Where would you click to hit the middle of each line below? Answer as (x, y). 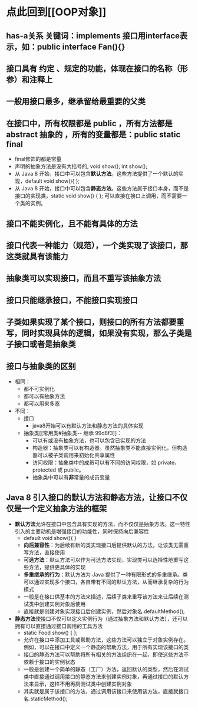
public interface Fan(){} (81, 47)
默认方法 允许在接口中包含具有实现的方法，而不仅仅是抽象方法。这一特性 (102, 524)
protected (44, 470)
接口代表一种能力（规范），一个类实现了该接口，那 (97, 245)
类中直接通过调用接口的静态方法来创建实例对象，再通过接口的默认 (103, 676)
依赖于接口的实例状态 (49, 661)
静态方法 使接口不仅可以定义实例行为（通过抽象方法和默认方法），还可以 (101, 618)
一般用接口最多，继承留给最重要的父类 (76, 102)
